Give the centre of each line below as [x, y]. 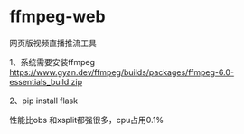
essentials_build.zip [46, 81]
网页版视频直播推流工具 [53, 43]
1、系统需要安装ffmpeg [52, 62]
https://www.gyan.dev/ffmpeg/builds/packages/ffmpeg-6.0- [122, 72]
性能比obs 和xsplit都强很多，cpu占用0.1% [87, 120]
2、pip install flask [44, 100]
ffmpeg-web [57, 17]
